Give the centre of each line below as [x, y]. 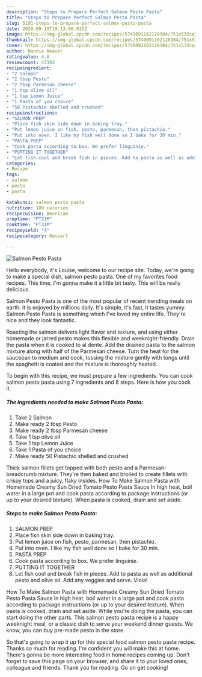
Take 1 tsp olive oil [38, 437]
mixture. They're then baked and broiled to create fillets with [113, 474]
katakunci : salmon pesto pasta [45, 202]
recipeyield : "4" [28, 230]
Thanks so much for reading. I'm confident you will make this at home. [93, 648]
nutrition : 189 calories [37, 208]
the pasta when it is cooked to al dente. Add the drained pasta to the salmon [101, 345]
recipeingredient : [29, 68]
